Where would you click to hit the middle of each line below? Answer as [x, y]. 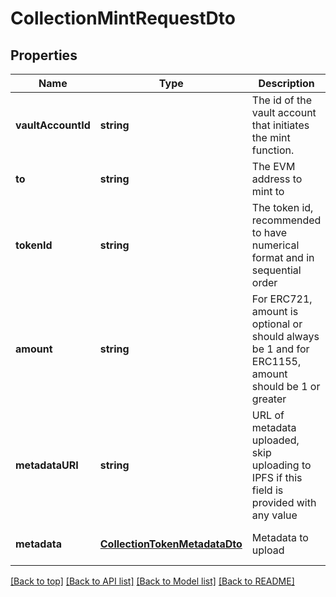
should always [285, 336]
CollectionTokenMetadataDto [171, 544]
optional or [277, 324]
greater [269, 399]
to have [269, 232]
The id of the [282, 100]
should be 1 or [286, 386]
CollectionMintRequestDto [123, 18]
